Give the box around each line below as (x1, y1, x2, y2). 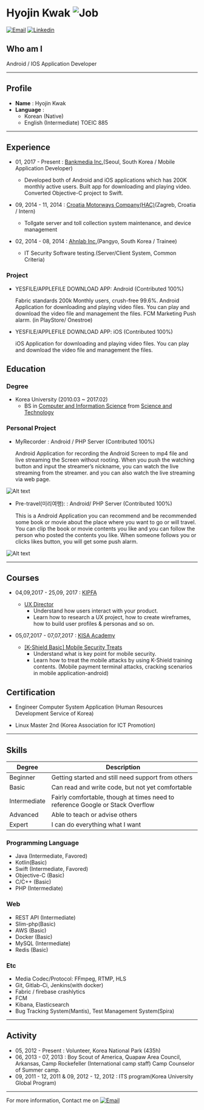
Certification (6, 687, 56, 698)
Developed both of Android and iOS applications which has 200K (24, 176, 187, 184)
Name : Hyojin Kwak (15, 99, 66, 106)
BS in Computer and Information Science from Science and (24, 402, 172, 410)
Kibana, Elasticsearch (15, 1001, 70, 1008)
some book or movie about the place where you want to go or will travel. (15, 518, 196, 526)
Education (6, 364, 46, 374)
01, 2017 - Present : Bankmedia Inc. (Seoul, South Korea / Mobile (15, 158, 175, 165)
